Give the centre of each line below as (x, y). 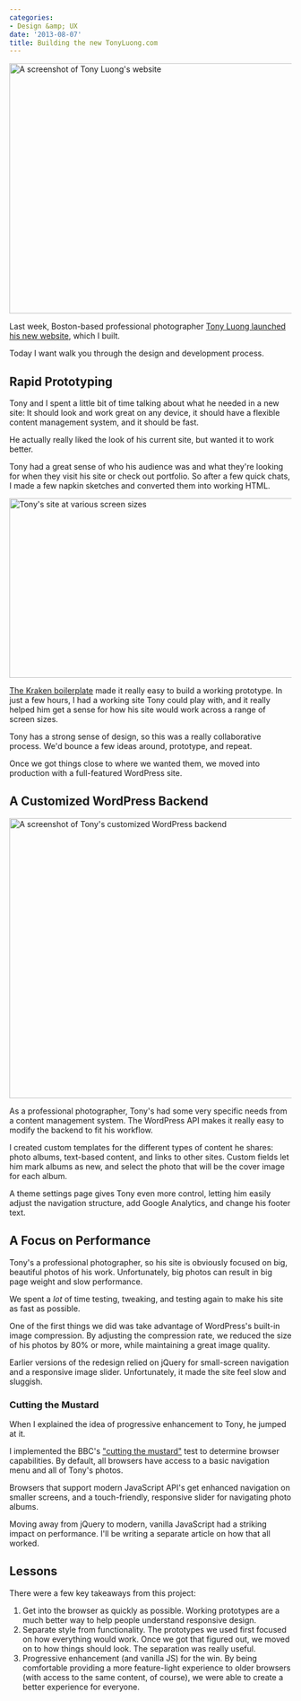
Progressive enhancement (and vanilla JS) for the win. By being (140, 1658)
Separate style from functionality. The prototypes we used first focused (154, 1629)
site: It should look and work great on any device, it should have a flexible (145, 413)
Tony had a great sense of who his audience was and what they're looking (146, 467)
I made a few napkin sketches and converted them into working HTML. (140, 486)
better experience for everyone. (81, 1687)
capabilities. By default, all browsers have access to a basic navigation (140, 1460)
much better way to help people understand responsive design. (139, 1620)
